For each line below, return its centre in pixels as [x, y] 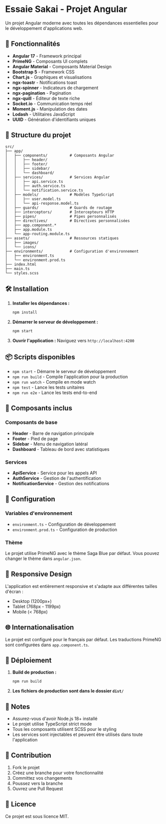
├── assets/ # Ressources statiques [62, 238]
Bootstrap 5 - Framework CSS [43, 72]
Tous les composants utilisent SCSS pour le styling [64, 729]
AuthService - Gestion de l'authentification [57, 478]
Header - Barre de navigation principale [53, 433]
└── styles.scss [22, 273]
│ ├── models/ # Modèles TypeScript [60, 195]
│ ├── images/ [22, 243]
